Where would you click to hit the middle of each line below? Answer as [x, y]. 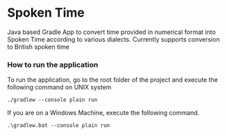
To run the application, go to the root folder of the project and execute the [113, 80]
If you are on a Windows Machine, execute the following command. [103, 113]
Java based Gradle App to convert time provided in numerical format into [112, 32]
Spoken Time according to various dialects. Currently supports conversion [113, 39]
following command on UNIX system [59, 87]
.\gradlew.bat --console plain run [59, 126]
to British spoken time [38, 46]
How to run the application [53, 65]
